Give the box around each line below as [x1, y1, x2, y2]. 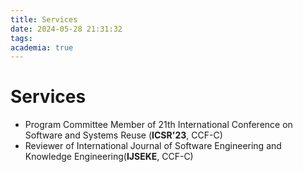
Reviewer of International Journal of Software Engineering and [24, 140, 282, 152]
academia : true [10, 42, 74, 53]
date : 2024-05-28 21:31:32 [10, 24, 123, 34]
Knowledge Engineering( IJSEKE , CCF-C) [24, 151, 194, 163]
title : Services [10, 14, 78, 25]
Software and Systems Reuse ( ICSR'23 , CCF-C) [24, 129, 223, 141]
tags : [10, 33, 33, 43]
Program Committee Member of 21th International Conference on [24, 119, 293, 131]
